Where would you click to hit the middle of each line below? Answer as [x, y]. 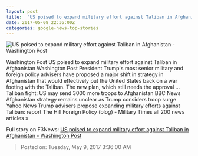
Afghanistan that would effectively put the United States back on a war [92, 81]
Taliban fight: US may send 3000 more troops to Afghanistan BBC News [93, 93]
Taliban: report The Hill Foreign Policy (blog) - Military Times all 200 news [95, 112]
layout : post [22, 11]
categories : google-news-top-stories [52, 28]
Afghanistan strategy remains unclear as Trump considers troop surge [91, 100]
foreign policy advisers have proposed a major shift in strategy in [85, 74]
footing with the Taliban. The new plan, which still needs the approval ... [93, 87]
